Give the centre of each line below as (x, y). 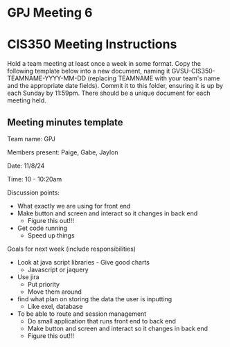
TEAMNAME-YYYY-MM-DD (47, 78)
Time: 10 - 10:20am (35, 179)
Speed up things (51, 235)
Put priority (44, 284)
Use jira (28, 277)
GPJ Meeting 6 (50, 13)
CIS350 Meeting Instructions (92, 45)
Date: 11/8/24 (26, 166)
